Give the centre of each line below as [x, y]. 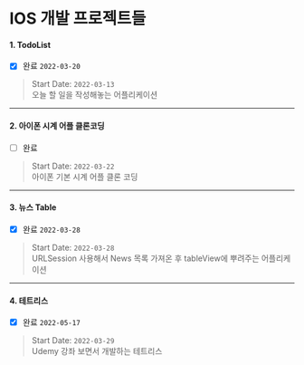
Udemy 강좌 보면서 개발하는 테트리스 [97, 351]
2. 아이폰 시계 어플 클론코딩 [57, 126]
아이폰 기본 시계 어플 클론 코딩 [85, 177]
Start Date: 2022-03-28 [73, 247]
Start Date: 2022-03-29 [73, 341]
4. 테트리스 [29, 301]
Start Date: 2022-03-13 [73, 84]
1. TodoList [30, 44]
